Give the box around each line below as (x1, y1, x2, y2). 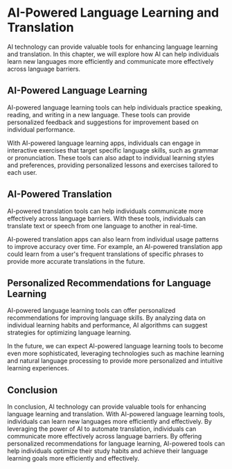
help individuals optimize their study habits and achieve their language (7, 447, 208, 455)
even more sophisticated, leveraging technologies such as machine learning (7, 349, 224, 358)
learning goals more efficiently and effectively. (7, 454, 140, 463)
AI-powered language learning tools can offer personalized (7, 307, 176, 315)
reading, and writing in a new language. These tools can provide (7, 110, 190, 119)
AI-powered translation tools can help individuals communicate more (7, 207, 204, 215)
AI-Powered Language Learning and (7, 5, 220, 21)
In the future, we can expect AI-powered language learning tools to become (7, 342, 224, 350)
